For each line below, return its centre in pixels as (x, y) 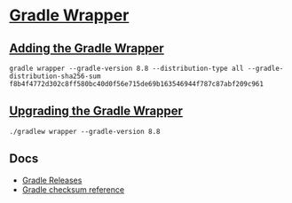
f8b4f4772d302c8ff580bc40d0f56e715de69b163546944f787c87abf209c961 (137, 84)
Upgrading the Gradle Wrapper (96, 111)
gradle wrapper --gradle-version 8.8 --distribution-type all (126, 68)
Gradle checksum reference (73, 189)
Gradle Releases (52, 180)
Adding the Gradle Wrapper (87, 48)
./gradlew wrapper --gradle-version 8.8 (85, 131)
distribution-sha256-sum (55, 76)
